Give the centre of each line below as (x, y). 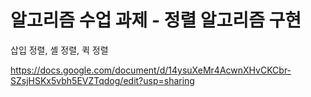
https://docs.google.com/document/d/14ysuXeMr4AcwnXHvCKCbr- (151, 70)
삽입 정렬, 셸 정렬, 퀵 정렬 (59, 50)
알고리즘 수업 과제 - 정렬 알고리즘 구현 (156, 20)
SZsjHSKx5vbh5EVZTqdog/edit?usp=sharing (102, 80)
